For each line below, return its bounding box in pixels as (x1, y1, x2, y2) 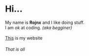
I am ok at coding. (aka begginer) (5, 24, 72, 30)
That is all (5, 46, 25, 52)
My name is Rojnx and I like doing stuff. (5, 19, 85, 25)
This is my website (5, 35, 43, 41)
